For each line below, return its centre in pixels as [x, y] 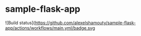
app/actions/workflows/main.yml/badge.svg [50, 28]
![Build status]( [20, 23]
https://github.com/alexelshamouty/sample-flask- [85, 23]
